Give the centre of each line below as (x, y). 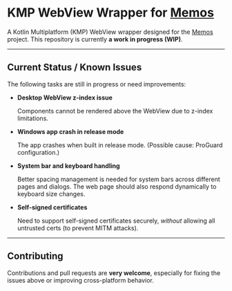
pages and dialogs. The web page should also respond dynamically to (117, 186)
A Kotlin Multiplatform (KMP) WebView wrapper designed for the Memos (110, 32)
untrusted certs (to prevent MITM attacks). (78, 228)
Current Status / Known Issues (75, 67)
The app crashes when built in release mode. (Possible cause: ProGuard (120, 145)
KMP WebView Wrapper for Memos (110, 13)
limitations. (32, 118)
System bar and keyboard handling (68, 166)
